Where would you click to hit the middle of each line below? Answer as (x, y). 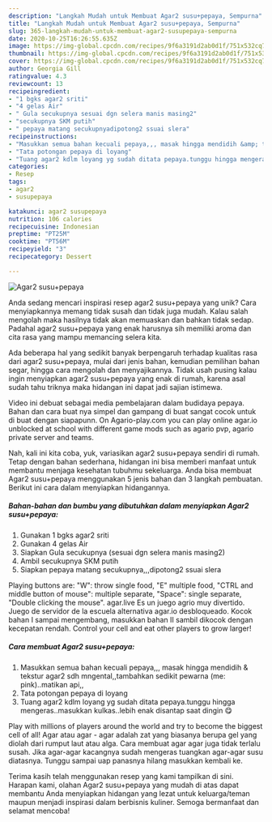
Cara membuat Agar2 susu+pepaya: (72, 647)
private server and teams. (51, 437)
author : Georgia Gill (45, 69)
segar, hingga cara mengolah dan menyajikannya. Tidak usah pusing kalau (133, 370)
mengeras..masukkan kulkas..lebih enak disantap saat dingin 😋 (126, 710)
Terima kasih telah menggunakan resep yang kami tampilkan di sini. (121, 776)
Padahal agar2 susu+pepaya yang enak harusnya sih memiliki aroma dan (130, 328)
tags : (17, 182)
